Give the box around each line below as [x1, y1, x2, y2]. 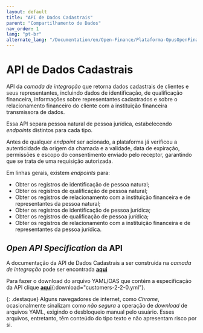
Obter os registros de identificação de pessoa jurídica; [14, 206, 151, 214]
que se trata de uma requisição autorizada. [6, 157, 113, 165]
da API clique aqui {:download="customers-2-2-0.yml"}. [6, 284, 146, 291]
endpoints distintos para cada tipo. [6, 126, 93, 133]
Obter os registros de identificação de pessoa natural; [14, 180, 150, 188]
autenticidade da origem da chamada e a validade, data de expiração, [6, 144, 180, 151]
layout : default [6, 8, 47, 15]
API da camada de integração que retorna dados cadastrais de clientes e [6, 83, 189, 90]
